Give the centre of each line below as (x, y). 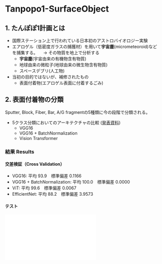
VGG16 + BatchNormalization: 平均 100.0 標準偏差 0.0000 (71, 182)
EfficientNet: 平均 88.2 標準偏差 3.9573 (53, 194)
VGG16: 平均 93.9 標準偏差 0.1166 (47, 176)
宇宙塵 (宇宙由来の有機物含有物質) (53, 59)
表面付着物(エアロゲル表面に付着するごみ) (61, 83)
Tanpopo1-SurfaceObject (57, 9)
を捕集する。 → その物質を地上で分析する (56, 53)
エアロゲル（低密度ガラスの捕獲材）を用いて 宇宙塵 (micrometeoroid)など (85, 47)
